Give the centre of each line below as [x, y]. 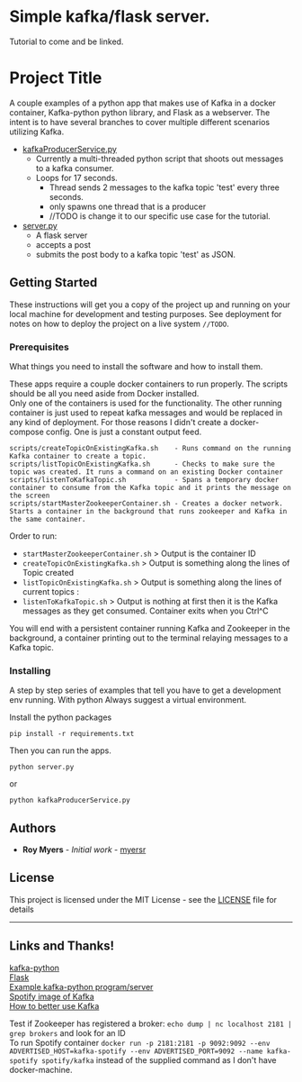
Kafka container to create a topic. [78, 456]
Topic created [48, 572]
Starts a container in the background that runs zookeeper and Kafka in [148, 511]
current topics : [50, 591]
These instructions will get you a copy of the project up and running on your [150, 305]
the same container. [48, 519]
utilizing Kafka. [37, 132]
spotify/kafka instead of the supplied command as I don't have [159, 1059]
